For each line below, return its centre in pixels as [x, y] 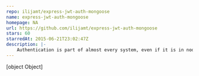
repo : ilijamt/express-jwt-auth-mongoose [58, 11]
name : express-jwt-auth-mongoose [47, 17]
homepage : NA [22, 22]
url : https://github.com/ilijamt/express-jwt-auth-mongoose [82, 28]
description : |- [26, 45]
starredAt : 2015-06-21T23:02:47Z [47, 39]
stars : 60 [18, 34]
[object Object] [25, 67]
